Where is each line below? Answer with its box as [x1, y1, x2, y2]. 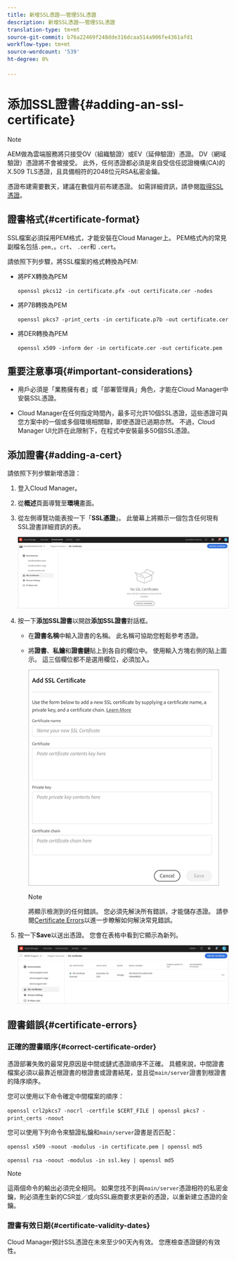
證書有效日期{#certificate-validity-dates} [7, 1220, 150, 1230]
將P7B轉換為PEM [17, 301, 67, 309]
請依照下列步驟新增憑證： [7, 469, 81, 478]
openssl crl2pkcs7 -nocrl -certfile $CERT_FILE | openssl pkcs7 [7, 1107, 199, 1114]
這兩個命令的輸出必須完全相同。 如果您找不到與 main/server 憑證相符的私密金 [7, 1184, 228, 1192]
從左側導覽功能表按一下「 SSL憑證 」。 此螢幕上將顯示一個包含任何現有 [17, 514, 219, 523]
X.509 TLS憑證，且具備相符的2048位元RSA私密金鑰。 [7, 167, 164, 176]
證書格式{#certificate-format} [7, 214, 140, 226]
